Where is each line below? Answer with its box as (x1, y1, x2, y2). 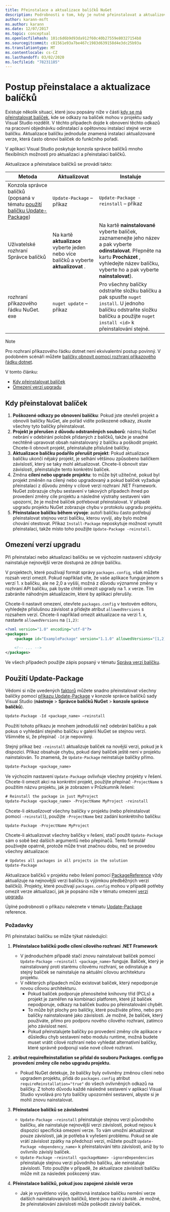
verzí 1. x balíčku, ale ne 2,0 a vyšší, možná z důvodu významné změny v (5, 580, 158, 586)
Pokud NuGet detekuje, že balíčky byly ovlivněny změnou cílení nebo (20, 1070, 164, 1076)
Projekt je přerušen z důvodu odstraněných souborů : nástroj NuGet (12, 429, 156, 435)
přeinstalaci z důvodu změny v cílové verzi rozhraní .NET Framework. (12, 482, 157, 489)
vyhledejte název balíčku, (99, 260, 159, 267)
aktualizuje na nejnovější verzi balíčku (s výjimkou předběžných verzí (5, 877, 149, 884)
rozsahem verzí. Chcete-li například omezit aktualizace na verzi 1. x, (5, 611, 147, 618)
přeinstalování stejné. (99, 325, 150, 332)
